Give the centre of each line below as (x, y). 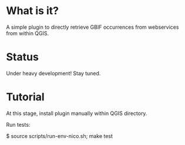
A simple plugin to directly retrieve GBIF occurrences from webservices (92, 27)
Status (23, 57)
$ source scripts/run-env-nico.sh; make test (60, 136)
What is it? (33, 11)
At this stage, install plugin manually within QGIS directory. (77, 113)
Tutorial (26, 97)
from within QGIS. (28, 33)
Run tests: (18, 124)
